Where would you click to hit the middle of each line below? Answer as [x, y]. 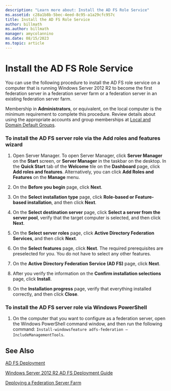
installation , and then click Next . [62, 202]
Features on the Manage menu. [46, 177]
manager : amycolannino [29, 34]
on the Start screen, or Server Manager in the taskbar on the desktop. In [89, 161]
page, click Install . [32, 279]
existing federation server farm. [39, 99]
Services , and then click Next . [45, 238]
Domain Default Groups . [31, 125]
